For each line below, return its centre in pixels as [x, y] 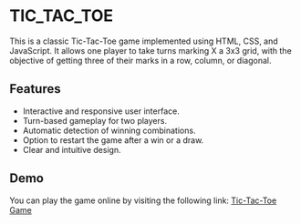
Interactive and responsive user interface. [101, 111]
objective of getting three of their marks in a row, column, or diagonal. [140, 60]
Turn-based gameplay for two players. [94, 120]
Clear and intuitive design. [72, 149]
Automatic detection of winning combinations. [109, 130]
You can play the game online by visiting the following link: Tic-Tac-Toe [143, 200]
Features [35, 89]
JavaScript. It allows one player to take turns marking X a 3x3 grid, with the [150, 50]
